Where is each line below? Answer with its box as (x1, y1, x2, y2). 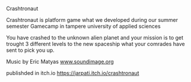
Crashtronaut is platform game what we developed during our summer (6, 17, 179, 23)
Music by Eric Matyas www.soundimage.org (6, 58, 114, 65)
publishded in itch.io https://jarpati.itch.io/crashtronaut (6, 70, 139, 76)
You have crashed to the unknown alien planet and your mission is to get (6, 34, 184, 41)
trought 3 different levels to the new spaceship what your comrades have (6, 41, 185, 47)
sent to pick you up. (6, 47, 55, 54)
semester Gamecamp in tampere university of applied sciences (6, 23, 161, 29)
